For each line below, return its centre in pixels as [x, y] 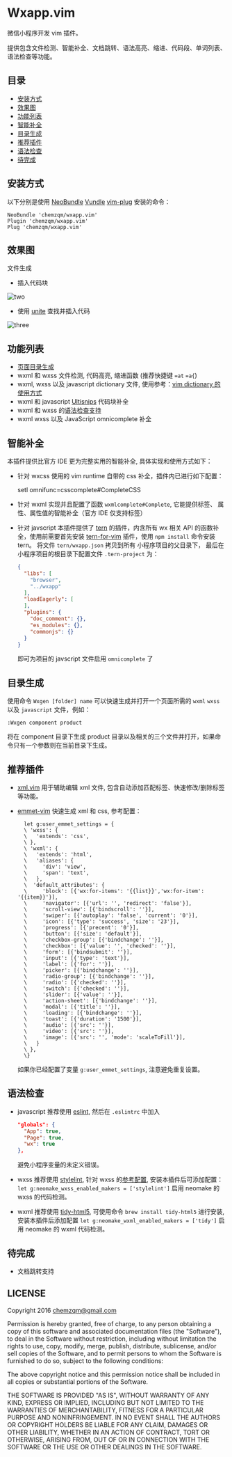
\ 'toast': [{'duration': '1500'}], [83, 1019]
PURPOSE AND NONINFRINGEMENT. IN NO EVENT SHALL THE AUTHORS [114, 1417]
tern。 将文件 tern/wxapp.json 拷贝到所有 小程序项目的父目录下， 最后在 [121, 545]
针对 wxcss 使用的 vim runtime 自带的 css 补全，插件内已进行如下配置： [120, 476]
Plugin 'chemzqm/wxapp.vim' [48, 221]
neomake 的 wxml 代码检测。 [67, 1229]
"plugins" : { [43, 613]
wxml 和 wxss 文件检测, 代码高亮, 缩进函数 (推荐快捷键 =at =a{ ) [107, 376]
